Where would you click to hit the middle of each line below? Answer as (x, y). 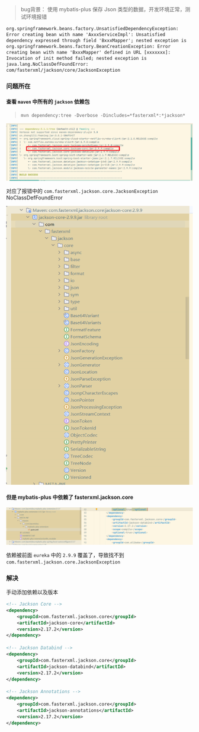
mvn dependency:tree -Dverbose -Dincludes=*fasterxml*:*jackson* (103, 116)
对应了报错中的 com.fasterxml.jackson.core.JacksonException (82, 191)
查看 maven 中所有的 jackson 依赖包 (48, 101)
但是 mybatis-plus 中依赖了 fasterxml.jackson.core (70, 497)
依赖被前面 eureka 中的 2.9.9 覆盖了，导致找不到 (65, 555)
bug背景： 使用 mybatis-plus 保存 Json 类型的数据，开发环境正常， (103, 9)
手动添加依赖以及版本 (32, 592)
